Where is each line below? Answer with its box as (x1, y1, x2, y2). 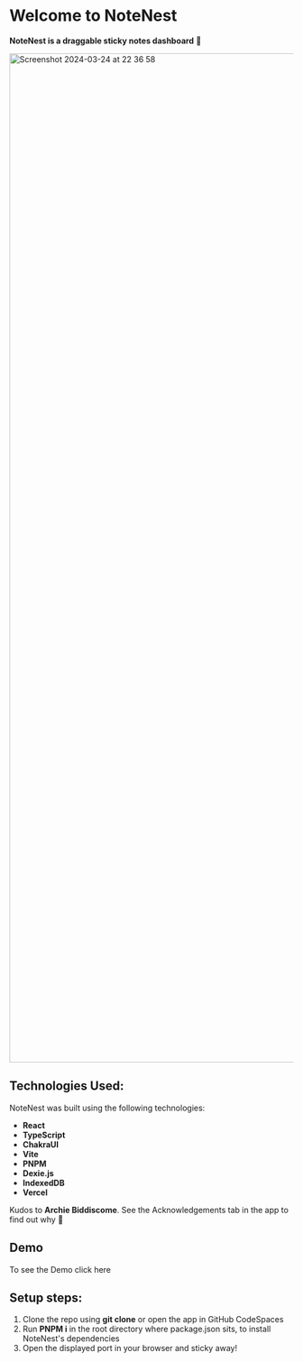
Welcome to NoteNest (9, 5, 178, 26)
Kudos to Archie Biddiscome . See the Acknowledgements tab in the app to (9, 1204, 289, 1215)
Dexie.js (22, 1167, 54, 1178)
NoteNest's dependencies (22, 1333, 120, 1344)
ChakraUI (22, 1138, 59, 1150)
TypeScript (22, 1129, 66, 1140)
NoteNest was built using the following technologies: (9, 1102, 206, 1113)
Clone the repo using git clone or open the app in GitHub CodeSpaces (22, 1314, 284, 1325)
